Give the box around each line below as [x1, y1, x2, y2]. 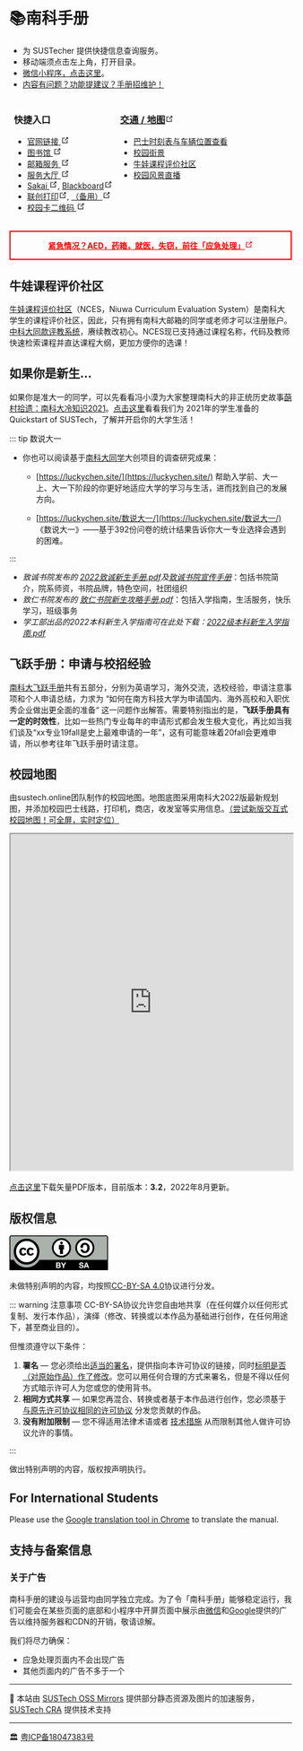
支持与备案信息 [9, 1542, 92, 1557]
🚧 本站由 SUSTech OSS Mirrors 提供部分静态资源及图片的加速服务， [9, 1693, 260, 1703]
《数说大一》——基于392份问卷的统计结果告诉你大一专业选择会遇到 [35, 524, 287, 535]
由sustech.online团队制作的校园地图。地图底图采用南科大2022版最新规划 [9, 792, 280, 803]
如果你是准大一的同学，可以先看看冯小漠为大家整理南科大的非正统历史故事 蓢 [9, 391, 292, 402]
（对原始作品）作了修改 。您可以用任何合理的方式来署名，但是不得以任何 [22, 1372, 290, 1382]
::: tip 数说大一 [9, 432, 62, 444]
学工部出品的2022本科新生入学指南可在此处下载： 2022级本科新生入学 [22, 616, 281, 627]
